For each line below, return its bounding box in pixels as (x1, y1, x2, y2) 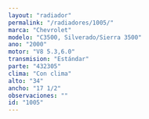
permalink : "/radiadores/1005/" (8, 19, 114, 27)
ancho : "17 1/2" (8, 84, 61, 92)
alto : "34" (8, 77, 44, 85)
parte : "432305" (8, 63, 61, 70)
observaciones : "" (8, 92, 68, 99)
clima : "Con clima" (8, 70, 72, 78)
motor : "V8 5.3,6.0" (8, 48, 76, 56)
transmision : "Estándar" (8, 56, 89, 63)
